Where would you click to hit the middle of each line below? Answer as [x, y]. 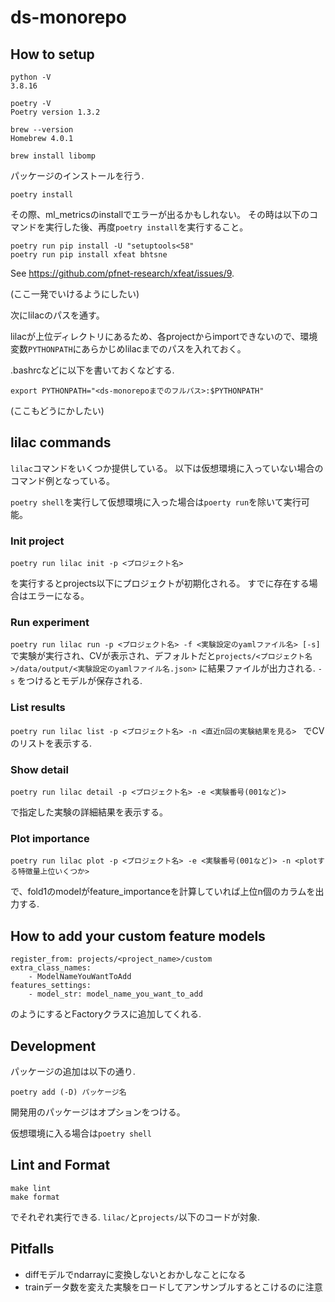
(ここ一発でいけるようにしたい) [75, 294]
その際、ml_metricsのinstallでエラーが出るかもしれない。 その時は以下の [160, 214]
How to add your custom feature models [138, 936]
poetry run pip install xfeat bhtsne [89, 255]
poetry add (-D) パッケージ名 [68, 1092]
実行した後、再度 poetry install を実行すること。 [146, 227]
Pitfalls [32, 1249]
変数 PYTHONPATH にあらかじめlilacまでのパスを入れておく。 [128, 349]
